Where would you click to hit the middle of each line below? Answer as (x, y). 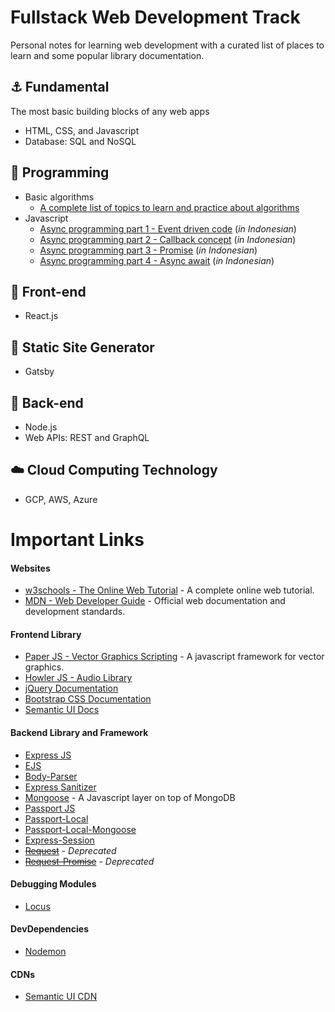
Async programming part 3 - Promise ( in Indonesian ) (148, 250)
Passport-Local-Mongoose (80, 829)
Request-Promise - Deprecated (89, 861)
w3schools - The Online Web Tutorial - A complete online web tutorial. (169, 590)
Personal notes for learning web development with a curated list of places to (167, 45)
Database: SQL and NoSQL (80, 141)
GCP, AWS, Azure (61, 499)
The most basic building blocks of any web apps (110, 111)
